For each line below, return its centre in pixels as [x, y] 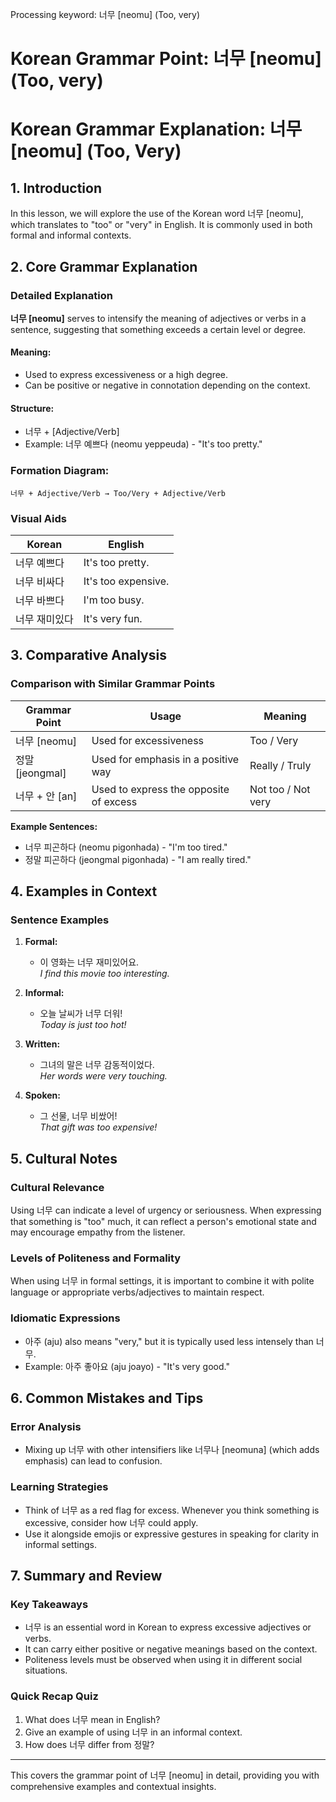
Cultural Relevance [57, 1187]
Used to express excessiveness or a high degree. [126, 375]
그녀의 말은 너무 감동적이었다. [97, 1065]
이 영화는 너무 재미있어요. [89, 962]
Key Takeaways [49, 1604]
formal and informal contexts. [71, 235]
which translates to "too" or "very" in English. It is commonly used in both [161, 225]
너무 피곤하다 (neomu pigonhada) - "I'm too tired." [126, 847]
